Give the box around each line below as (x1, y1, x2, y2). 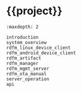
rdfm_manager (6, 60, 39, 66)
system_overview (6, 39, 47, 45)
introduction (6, 34, 39, 40)
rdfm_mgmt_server (6, 66, 50, 72)
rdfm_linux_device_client (6, 45, 71, 51)
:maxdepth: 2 (6, 24, 39, 30)
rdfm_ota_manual (6, 70, 47, 77)
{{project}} (6, 4, 63, 18)
